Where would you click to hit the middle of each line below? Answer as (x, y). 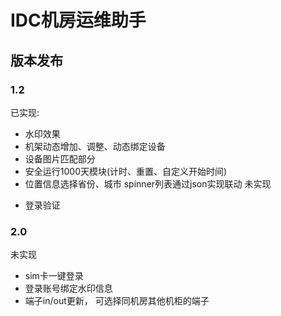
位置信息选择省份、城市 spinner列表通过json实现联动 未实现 (148, 183)
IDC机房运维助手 (78, 20)
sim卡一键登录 (54, 276)
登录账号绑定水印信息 (68, 288)
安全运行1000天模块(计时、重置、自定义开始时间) (126, 171)
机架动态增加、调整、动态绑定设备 (95, 146)
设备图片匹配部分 (60, 158)
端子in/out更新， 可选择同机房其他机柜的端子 (117, 301)
